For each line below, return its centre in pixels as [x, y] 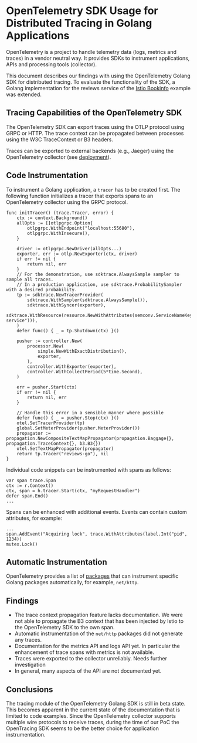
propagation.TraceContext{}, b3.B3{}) [53, 444]
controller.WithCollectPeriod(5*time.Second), [85, 371]
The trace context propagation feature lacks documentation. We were [99, 615]
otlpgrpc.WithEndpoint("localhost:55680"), [81, 228]
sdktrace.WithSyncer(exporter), [67, 305]
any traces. [28, 640]
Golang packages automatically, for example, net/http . [72, 582]
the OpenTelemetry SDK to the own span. [64, 628]
